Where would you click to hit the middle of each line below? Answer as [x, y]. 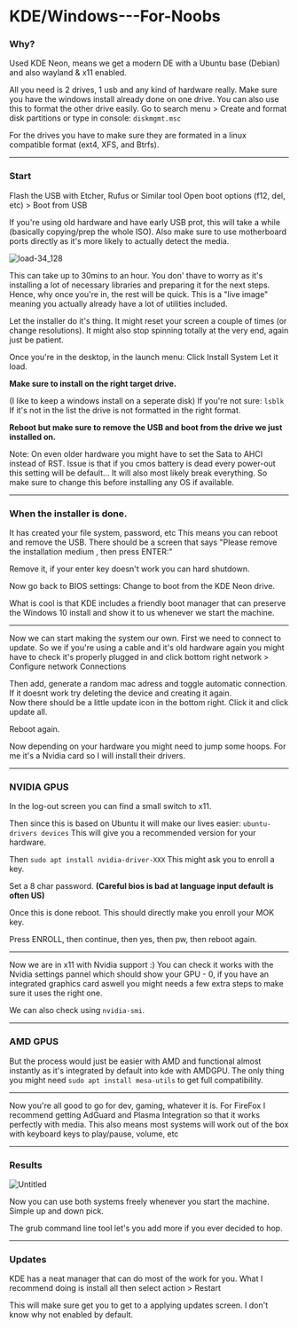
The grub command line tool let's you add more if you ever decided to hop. [146, 1228]
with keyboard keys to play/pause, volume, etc [94, 1134]
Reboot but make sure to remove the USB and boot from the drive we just [146, 427]
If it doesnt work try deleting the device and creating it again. [121, 693]
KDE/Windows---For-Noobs [115, 16]
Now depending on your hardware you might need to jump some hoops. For [148, 746]
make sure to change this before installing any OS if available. [122, 482]
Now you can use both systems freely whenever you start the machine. [140, 1201]
